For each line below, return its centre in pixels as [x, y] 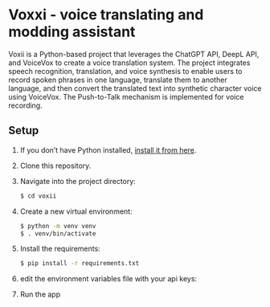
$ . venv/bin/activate [58, 233]
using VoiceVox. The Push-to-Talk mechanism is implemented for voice [126, 96]
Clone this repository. [55, 166]
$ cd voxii [38, 196]
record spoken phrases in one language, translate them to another [118, 80]
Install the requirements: [60, 249]
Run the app [40, 294]
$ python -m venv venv [58, 226]
